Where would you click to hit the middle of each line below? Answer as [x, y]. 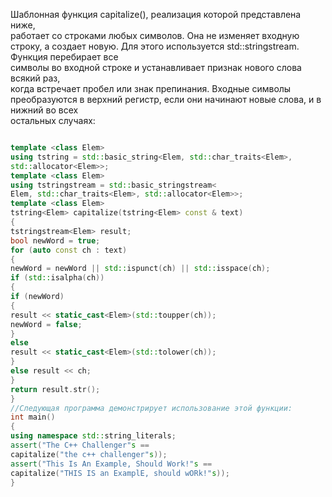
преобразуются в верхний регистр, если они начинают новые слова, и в [166, 99]
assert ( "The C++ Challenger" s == [80, 445]
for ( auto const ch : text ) [69, 250]
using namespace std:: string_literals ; [93, 436]
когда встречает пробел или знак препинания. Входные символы [151, 88]
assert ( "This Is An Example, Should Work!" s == [111, 464]
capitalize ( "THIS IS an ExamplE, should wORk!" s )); [120, 473]
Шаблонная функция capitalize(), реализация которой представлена [156, 14]
